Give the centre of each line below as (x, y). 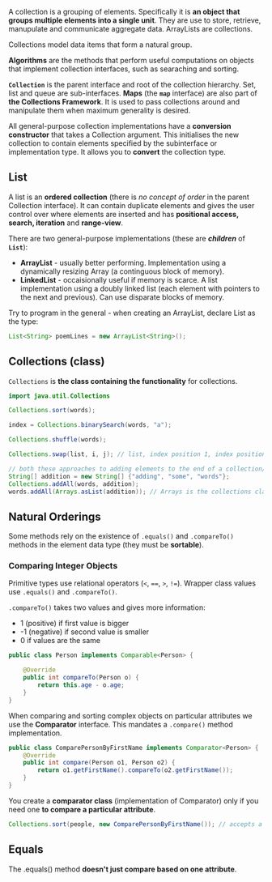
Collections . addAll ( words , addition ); (74, 484)
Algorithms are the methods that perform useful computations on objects (132, 60)
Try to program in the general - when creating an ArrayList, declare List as (132, 313)
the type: (23, 321)
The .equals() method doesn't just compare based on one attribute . (123, 869)
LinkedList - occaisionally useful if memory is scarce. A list (119, 279)
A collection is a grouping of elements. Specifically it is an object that (124, 12)
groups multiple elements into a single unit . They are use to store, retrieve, (135, 20)
